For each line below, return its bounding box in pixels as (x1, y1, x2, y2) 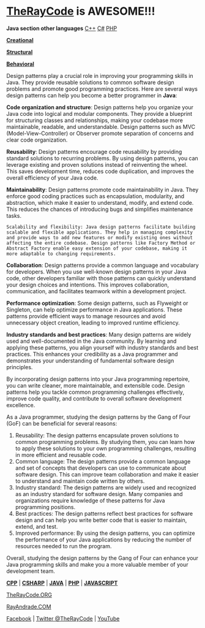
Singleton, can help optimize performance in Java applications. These (6, 305, 182, 313)
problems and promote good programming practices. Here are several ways (6, 85, 198, 93)
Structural (6, 48, 33, 56)
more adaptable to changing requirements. (6, 250, 116, 257)
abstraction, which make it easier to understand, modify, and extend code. (6, 199, 194, 206)
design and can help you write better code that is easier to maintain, (15, 516, 187, 524)
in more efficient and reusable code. (15, 451, 107, 458)
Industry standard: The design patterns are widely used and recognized (15, 483, 196, 491)
